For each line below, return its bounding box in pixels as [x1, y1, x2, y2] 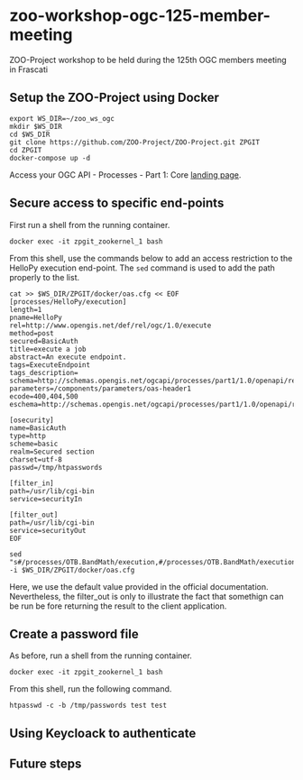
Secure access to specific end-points [9, 196, 225, 211]
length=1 [9, 305, 42, 314]
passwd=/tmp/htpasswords [9, 463, 103, 472]
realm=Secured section [9, 447, 95, 456]
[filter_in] [9, 479, 54, 488]
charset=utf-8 [9, 454, 63, 464]
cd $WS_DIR [9, 130, 50, 139]
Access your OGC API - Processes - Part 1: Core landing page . [9, 169, 242, 180]
